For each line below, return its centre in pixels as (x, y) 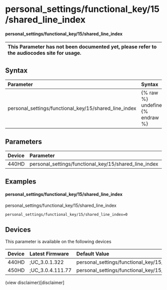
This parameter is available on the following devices (58, 242)
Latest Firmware (49, 254)
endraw (150, 118)
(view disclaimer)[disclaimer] (35, 283)
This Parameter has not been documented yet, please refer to (82, 47)
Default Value (93, 254)
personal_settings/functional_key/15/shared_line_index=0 (66, 214)
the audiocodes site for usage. (44, 53)
